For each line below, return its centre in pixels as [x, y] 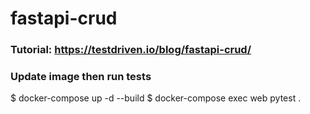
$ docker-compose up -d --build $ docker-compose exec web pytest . [156, 98]
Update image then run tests [81, 77]
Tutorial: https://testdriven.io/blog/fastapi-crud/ [131, 50]
